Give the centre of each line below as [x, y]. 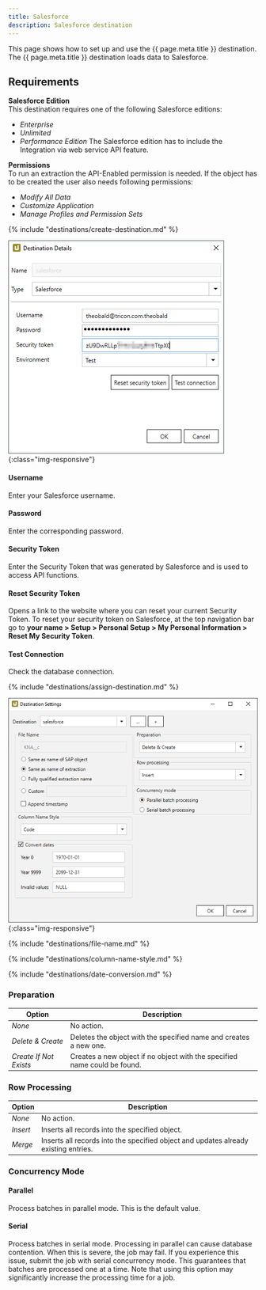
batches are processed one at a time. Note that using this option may [121, 1269]
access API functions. [44, 575]
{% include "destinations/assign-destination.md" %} [94, 687]
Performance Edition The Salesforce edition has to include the [121, 142]
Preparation [32, 995]
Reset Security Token [44, 593]
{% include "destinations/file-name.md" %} [79, 944]
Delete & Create [37, 1041]
